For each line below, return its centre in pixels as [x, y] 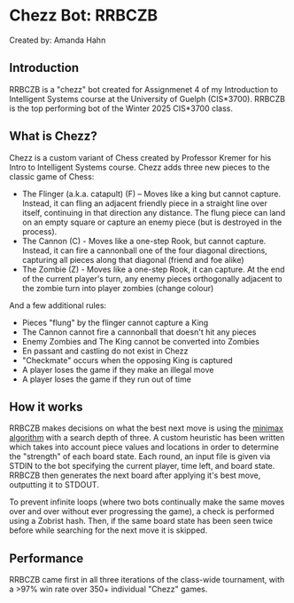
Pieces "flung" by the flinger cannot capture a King [115, 322]
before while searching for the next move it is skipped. [108, 530]
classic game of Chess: [52, 176]
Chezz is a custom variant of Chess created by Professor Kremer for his [140, 157]
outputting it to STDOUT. [54, 485]
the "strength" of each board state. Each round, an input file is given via [140, 456]
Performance [46, 558]
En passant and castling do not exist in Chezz [105, 351]
